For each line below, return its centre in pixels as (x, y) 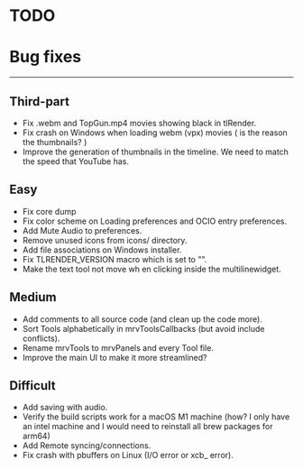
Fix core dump (49, 211)
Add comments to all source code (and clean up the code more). (142, 319)
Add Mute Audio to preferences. (82, 230)
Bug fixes (46, 57)
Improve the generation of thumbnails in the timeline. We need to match (155, 152)
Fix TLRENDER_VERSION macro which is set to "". (115, 259)
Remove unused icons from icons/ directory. (105, 240)
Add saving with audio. (65, 408)
